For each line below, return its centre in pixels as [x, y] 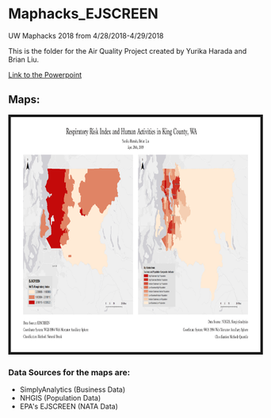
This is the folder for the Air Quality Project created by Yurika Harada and [128, 51]
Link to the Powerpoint [45, 74]
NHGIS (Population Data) [60, 398]
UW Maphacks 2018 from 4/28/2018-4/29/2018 [86, 36]
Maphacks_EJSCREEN [83, 14]
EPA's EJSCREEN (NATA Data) [69, 407]
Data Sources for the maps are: [69, 372]
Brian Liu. [24, 59]
